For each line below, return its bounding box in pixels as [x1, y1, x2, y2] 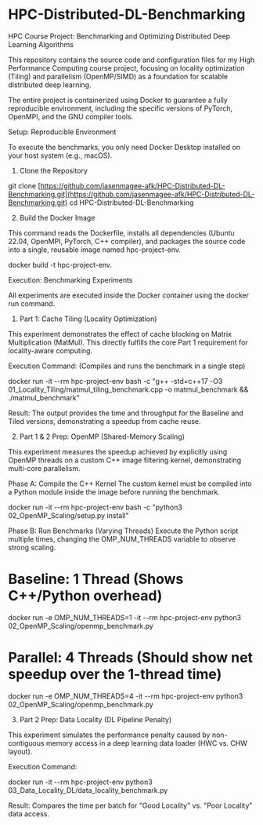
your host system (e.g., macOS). [8, 151, 113, 160]
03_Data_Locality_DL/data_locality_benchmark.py [8, 785, 168, 794]
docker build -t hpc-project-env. [8, 260, 112, 269]
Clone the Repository [19, 166, 88, 175]
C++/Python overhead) [8, 587, 163, 605]
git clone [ [8, 181, 41, 190]
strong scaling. [8, 542, 56, 552]
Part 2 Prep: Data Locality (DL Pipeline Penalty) [19, 714, 172, 724]
